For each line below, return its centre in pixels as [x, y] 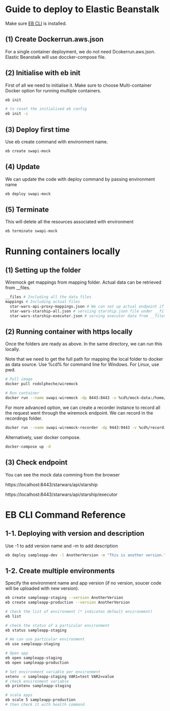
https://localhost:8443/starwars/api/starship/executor [61, 494]
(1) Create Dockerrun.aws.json [54, 39]
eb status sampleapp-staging [36, 630]
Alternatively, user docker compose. [43, 437]
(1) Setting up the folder [43, 270]
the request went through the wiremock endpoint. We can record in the [79, 413]
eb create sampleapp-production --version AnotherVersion [68, 602]
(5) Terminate [27, 209]
